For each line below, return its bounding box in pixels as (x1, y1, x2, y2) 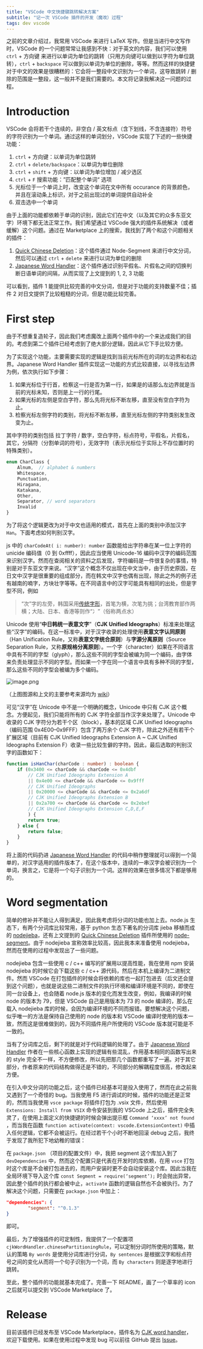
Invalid (17, 504, 36, 510)
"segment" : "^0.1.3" (28, 1205, 80, 1211)
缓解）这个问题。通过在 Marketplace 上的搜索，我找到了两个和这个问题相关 (6, 226, 194, 234)
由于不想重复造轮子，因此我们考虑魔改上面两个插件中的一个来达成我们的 (6, 332, 186, 340)
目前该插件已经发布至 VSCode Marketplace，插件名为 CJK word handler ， (6, 1328, 192, 1336)
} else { (17, 823, 39, 829)
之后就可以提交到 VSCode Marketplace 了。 (6, 1286, 115, 1293)
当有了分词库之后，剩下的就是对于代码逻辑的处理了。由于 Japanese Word (6, 1041, 190, 1048)
